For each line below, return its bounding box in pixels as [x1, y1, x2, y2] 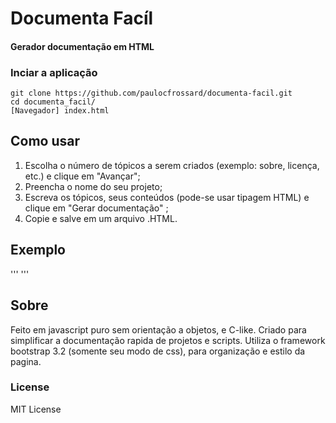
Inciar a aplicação [10, 65, 98, 79]
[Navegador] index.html [10, 106, 110, 116]
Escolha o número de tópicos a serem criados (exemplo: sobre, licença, [24, 159, 320, 171]
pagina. [10, 355, 42, 367]
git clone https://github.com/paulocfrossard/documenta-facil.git [10, 88, 293, 99]
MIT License [10, 403, 62, 415]
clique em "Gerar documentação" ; [24, 202, 169, 214]
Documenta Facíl [10, 7, 154, 30]
